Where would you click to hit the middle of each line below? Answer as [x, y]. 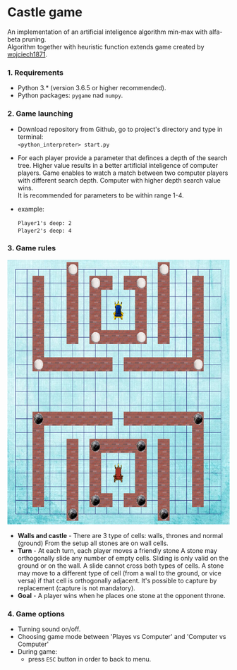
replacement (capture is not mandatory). [76, 588]
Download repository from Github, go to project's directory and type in [120, 129]
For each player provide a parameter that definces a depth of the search [122, 158]
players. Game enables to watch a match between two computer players [123, 173]
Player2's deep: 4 [44, 231]
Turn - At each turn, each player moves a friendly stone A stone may [117, 550]
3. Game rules [32, 248]
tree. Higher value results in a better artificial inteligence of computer [118, 165]
